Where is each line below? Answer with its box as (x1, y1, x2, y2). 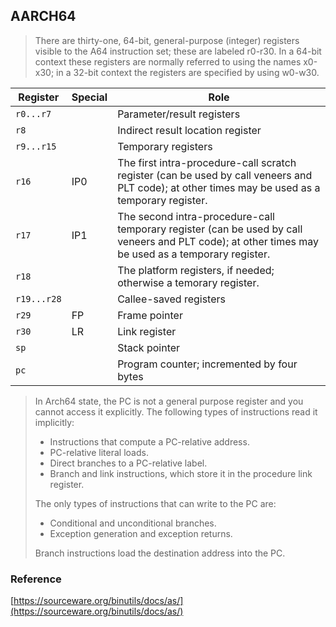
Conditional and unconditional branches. (49, 517, 217, 529)
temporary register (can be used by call (117, 222, 303, 236)
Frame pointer (117, 308, 183, 322)
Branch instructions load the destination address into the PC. (34, 547, 286, 559)
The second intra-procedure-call (117, 209, 275, 223)
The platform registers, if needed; (117, 263, 275, 277)
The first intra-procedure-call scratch (117, 155, 297, 169)
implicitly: (34, 416, 75, 428)
